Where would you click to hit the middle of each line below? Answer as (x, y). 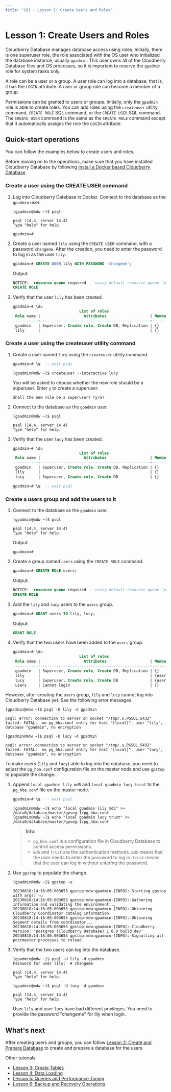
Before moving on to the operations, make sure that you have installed (79, 162)
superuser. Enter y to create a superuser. (55, 388)
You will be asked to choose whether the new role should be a (78, 382)
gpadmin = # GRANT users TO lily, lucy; (54, 614)
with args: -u (28, 896)
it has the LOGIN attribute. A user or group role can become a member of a (83, 86)
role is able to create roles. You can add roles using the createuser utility (82, 107)
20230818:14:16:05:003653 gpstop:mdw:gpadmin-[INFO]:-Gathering (82, 900)
